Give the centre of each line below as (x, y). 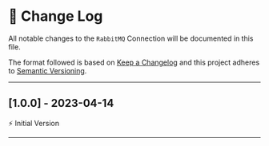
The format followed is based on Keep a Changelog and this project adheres (134, 62)
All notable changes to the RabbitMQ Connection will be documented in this (131, 38)
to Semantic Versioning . (48, 70)
